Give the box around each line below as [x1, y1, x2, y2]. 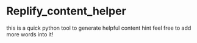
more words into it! [6, 30, 54, 38]
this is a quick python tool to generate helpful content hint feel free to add [6, 24, 192, 31]
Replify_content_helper [6, 4, 126, 18]
